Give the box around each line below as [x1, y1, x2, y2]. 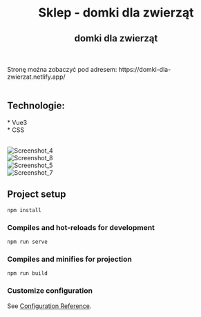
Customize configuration [7, 286, 93, 296]
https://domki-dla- [118, 66, 171, 73]
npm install [7, 206, 41, 213]
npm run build [7, 270, 48, 277]
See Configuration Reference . [7, 302, 92, 310]
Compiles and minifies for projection [7, 254, 133, 264]
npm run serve [7, 238, 48, 245]
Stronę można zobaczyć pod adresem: [7, 66, 117, 73]
